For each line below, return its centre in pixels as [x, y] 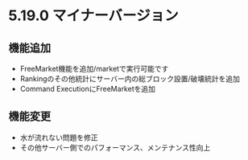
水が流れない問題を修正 [59, 137]
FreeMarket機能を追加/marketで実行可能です [94, 69]
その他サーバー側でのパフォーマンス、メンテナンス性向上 [115, 147]
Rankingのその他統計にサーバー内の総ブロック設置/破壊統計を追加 [130, 79]
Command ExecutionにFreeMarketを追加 [87, 89]
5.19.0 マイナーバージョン [93, 16]
